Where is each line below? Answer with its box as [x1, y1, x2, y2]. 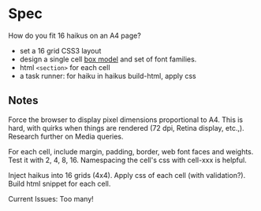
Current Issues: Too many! [8, 194, 95, 203]
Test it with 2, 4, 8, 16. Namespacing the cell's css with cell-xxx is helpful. [8, 155, 247, 165]
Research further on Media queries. [8, 131, 124, 141]
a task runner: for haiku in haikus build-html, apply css [19, 71, 197, 80]
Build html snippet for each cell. [8, 179, 111, 188]
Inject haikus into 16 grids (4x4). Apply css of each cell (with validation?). [8, 170, 246, 180]
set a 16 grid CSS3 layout [19, 46, 102, 55]
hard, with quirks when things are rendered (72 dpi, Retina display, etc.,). [8, 123, 244, 132]
